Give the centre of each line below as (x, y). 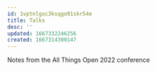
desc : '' (20, 27)
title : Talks (26, 20)
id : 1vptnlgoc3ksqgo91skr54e (50, 14)
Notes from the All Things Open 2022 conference (79, 60)
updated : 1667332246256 (42, 33)
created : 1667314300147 (42, 40)
